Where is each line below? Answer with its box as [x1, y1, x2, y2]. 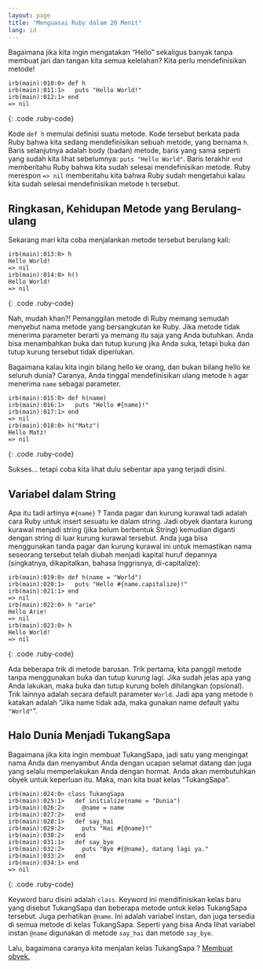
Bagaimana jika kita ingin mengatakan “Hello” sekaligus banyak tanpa [8, 48, 233, 57]
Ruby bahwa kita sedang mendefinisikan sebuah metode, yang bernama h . [8, 138, 250, 147]
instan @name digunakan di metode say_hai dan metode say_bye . [8, 928, 214, 938]
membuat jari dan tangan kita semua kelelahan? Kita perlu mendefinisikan [8, 56, 247, 65]
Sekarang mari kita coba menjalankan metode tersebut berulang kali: [8, 235, 231, 244]
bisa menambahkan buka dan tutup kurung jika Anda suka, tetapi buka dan [8, 339, 250, 348]
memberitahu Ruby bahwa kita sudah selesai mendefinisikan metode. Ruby [8, 163, 251, 172]
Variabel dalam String [8, 487, 116, 501]
